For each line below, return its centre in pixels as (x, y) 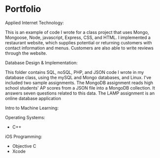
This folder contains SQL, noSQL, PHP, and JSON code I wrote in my (75, 72)
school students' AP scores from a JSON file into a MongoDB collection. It (80, 88)
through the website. (26, 53)
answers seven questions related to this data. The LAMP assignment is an (80, 93)
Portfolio (23, 9)
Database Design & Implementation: (41, 63)
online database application (33, 98)
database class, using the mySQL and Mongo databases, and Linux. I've (78, 77)
